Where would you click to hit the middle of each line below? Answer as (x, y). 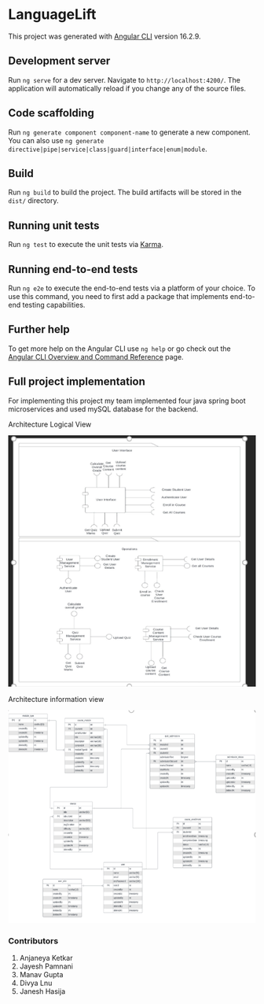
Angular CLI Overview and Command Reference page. (96, 356)
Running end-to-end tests (73, 269)
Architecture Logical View (50, 424)
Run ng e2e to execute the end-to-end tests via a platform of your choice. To (132, 288)
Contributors (33, 940)
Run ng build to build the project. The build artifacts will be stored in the (125, 192)
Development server (59, 61)
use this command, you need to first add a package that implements (118, 296)
